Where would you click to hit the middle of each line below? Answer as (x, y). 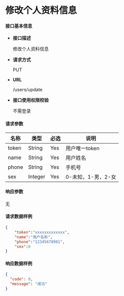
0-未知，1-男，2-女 (91, 177)
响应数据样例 (19, 263)
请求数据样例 (19, 217)
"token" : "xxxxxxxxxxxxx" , (42, 232)
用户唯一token (82, 148)
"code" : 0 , (21, 279)
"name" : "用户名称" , (33, 237)
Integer (36, 176)
